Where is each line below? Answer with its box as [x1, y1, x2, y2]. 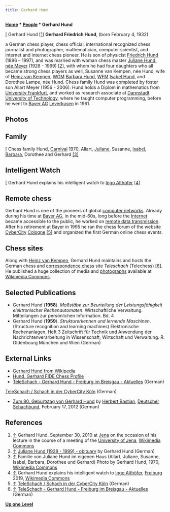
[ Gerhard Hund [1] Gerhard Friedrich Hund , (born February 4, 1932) [5, 31, 149, 37]
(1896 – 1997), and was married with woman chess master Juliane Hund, [5, 57, 157, 63]
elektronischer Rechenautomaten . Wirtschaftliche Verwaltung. [12, 307, 143, 313]
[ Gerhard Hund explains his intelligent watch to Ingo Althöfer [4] [5, 179, 141, 185]
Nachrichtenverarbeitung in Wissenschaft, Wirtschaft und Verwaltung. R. [12, 334, 165, 340]
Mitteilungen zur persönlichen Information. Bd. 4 [12, 313, 114, 319]
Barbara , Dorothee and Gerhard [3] [5, 151, 79, 157]
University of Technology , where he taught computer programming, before [5, 95, 161, 101]
